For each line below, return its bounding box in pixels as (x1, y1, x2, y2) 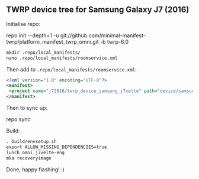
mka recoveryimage (6, 155, 52, 161)
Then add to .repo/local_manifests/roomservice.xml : (6, 66, 137, 73)
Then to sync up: (6, 105, 47, 112)
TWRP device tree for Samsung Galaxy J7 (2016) (6, 5, 190, 15)
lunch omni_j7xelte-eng (6, 149, 65, 155)
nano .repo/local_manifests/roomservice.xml (6, 55, 118, 61)
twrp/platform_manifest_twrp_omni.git (6, 38, 99, 45)
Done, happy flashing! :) (6, 165, 65, 173)
